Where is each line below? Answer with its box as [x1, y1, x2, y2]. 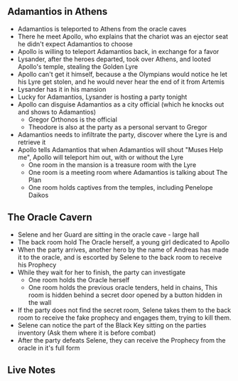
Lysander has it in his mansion [17, 85, 107, 93]
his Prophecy [17, 260, 57, 269]
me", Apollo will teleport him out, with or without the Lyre [17, 153, 184, 161]
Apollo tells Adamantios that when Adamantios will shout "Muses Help [17, 145, 224, 154]
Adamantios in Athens [7, 6, 108, 18]
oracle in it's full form [17, 343, 80, 352]
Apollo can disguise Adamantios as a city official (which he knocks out [17, 100, 225, 109]
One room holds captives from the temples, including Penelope [28, 183, 213, 191]
